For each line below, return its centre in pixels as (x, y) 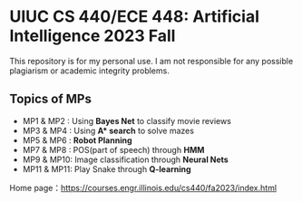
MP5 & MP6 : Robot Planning (78, 140)
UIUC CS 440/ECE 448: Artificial (135, 17)
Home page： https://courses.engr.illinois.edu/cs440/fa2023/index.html (143, 188)
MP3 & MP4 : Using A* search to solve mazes (108, 130)
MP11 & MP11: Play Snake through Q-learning (107, 168)
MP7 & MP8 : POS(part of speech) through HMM (113, 149)
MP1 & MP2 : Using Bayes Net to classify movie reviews (127, 120)
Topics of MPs (51, 99)
